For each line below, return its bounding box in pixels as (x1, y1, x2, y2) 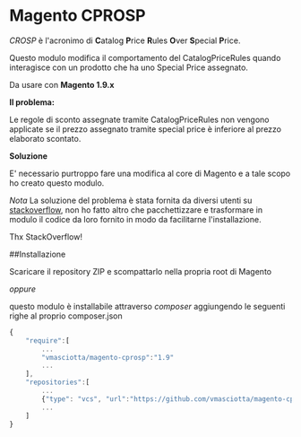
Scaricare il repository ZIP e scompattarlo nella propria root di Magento (9, 266, 271, 276)
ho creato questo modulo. (9, 177, 105, 188)
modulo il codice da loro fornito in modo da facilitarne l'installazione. (9, 214, 262, 224)
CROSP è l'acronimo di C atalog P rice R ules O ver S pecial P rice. (9, 35, 241, 46)
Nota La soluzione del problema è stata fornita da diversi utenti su (9, 195, 253, 205)
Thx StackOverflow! (9, 231, 83, 242)
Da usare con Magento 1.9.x (9, 79, 115, 90)
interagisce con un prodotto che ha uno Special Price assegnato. (9, 62, 249, 73)
